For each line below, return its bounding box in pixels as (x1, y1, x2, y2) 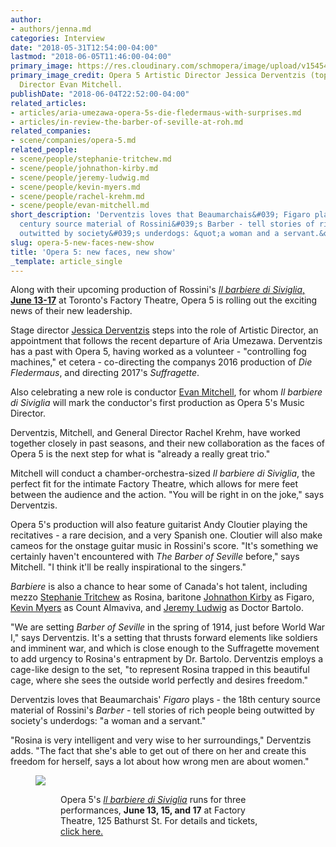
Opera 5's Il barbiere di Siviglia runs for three (60, 794, 247, 806)
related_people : (10, 145, 78, 155)
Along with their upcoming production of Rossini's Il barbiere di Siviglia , (10, 284, 306, 296)
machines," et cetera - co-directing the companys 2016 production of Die (10, 356, 313, 368)
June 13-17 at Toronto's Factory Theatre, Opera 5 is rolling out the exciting (10, 294, 318, 306)
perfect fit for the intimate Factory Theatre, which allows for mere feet (10, 478, 299, 490)
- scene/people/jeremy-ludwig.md (10, 172, 150, 183)
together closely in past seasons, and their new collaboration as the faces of (10, 437, 326, 450)
